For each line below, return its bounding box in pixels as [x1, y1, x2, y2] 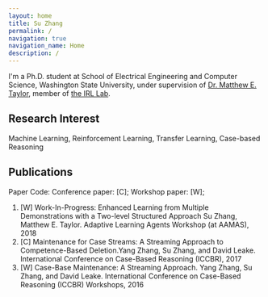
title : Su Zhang [8, 19, 63, 27]
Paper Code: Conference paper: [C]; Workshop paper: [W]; [8, 186, 205, 196]
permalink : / [8, 27, 52, 35]
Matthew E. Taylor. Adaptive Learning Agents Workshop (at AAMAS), [19, 220, 249, 229]
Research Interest [8, 112, 100, 126]
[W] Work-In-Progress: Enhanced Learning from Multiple [19, 203, 209, 212]
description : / [8, 49, 60, 57]
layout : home [8, 11, 52, 20]
